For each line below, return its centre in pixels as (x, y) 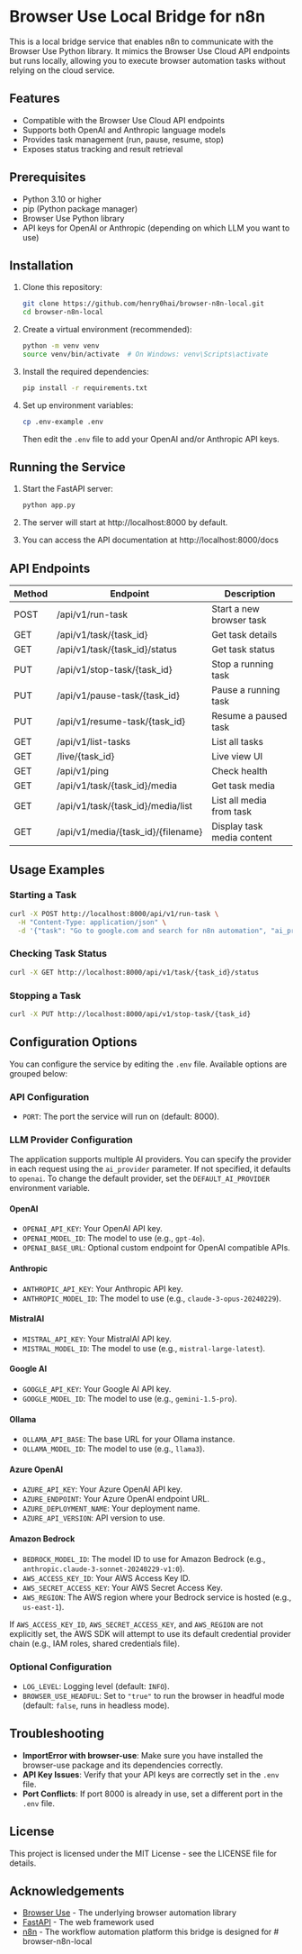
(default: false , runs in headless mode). (96, 1705)
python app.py (49, 505)
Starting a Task (43, 895)
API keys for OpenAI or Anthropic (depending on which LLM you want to (156, 228)
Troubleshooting (57, 1734)
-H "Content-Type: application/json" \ (92, 922)
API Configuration (49, 1096)
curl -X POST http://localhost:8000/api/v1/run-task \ (114, 913)
